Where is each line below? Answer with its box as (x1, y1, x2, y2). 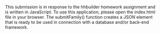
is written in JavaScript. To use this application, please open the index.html (5, 9, 156, 15)
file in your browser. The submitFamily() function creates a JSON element (5, 14, 153, 20)
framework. (5, 24, 28, 30)
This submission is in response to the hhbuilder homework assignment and (5, 4, 156, 10)
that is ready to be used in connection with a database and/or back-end (5, 19, 149, 25)
